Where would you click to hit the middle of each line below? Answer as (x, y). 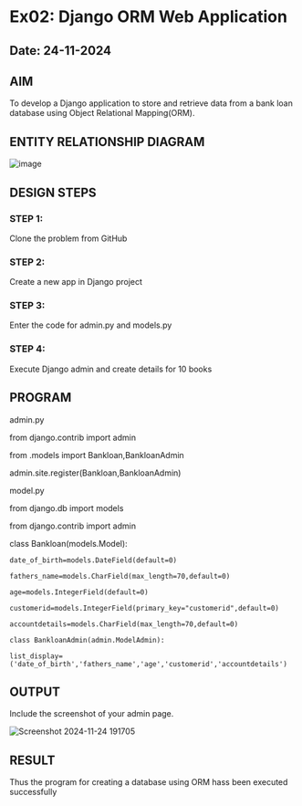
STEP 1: (26, 218)
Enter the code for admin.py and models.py (91, 325)
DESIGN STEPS (53, 192)
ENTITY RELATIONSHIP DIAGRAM (107, 142)
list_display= (36, 656)
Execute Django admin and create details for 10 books (111, 369)
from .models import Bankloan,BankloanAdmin (97, 455)
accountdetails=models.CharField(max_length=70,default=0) (124, 624)
